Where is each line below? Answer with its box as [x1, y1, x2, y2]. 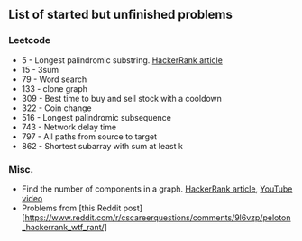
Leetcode [8, 34, 51, 47]
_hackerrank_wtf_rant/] [21, 221, 107, 232]
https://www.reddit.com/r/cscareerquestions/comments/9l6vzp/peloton [24, 211, 291, 223]
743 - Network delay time [21, 121, 117, 132]
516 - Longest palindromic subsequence [21, 112, 172, 122]
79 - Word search [21, 74, 87, 85]
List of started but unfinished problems [8, 7, 233, 22]
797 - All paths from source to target [21, 130, 158, 142]
